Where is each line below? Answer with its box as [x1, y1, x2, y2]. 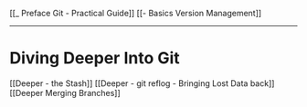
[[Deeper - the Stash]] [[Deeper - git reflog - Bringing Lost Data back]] [9, 77, 275, 89]
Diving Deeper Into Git [9, 48, 180, 69]
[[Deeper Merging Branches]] [9, 87, 121, 98]
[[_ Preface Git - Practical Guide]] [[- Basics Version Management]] [9, 8, 262, 18]
